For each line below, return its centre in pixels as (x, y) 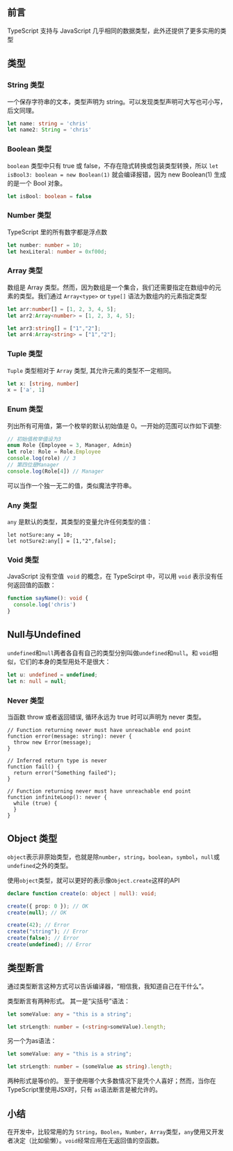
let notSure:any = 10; (40, 535)
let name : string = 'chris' (48, 123)
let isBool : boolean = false (49, 196)
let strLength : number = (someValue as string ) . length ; (90, 1067)
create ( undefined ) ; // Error (49, 945)
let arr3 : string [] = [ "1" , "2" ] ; (54, 328)
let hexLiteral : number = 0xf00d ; (57, 252)
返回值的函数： (34, 585)
